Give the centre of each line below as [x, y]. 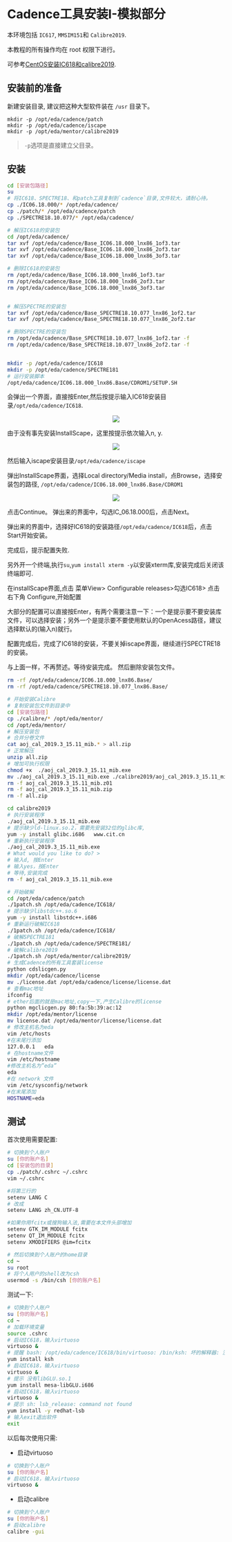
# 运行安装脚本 [26, 376]
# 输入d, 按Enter [30, 860]
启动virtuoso [35, 1453]
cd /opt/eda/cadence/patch [46, 899]
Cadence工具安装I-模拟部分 [86, 14]
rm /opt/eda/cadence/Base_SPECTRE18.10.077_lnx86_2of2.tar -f [98, 345]
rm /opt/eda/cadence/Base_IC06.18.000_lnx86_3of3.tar [86, 288]
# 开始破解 [21, 892]
